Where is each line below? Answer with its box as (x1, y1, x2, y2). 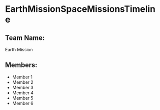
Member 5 (12, 95, 33, 101)
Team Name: (5, 34, 45, 42)
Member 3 (12, 84, 33, 90)
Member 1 (12, 74, 33, 80)
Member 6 (12, 100, 33, 106)
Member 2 (12, 79, 33, 85)
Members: (5, 61, 38, 70)
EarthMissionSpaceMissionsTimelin (5, 3, 156, 15)
